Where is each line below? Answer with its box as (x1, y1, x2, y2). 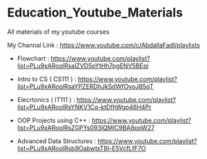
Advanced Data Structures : (17, 136, 97, 145)
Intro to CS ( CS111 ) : (17, 74, 77, 83)
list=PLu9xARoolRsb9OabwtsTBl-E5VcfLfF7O (17, 144, 146, 152)
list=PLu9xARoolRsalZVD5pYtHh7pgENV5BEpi (17, 61, 149, 70)
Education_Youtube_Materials (7, 5, 183, 21)
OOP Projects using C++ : (17, 116, 91, 125)
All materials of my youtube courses (7, 28, 110, 36)
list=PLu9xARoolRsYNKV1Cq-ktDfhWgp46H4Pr (17, 103, 152, 111)
